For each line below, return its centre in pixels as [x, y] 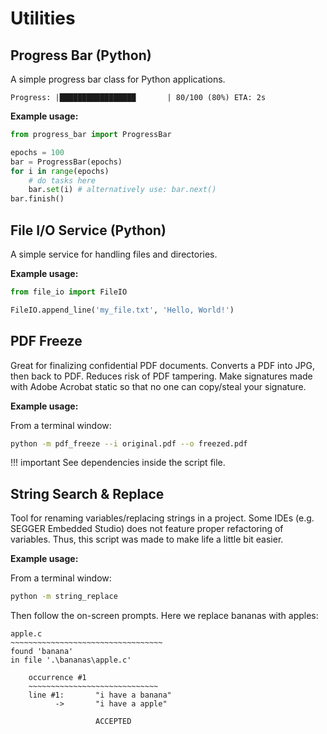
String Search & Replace [87, 493]
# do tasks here [62, 180]
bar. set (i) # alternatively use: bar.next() [122, 190]
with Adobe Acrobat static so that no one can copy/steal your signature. [158, 386]
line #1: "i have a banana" [100, 695]
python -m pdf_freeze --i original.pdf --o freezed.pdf [129, 443]
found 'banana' [42, 652]
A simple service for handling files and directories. [114, 254]
